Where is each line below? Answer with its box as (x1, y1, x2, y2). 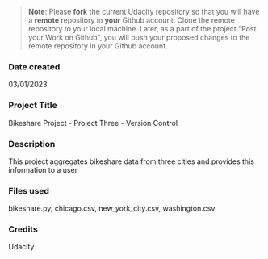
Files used (8, 185, 50, 196)
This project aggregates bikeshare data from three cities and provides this (8, 157, 254, 166)
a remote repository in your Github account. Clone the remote (27, 15, 236, 25)
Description (8, 138, 56, 149)
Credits (8, 223, 38, 235)
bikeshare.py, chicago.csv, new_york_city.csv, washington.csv (8, 203, 216, 213)
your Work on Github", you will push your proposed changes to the (27, 32, 250, 42)
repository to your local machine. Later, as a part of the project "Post (27, 24, 257, 33)
